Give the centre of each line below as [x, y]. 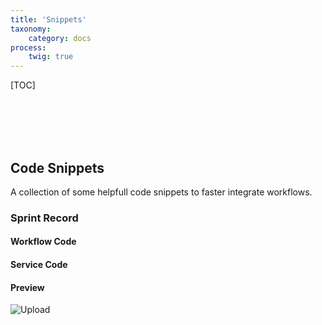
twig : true [51, 57]
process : [28, 47]
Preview [27, 287]
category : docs [60, 38]
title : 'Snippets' [48, 19]
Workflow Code [43, 242]
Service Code [39, 265]
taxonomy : [31, 29]
